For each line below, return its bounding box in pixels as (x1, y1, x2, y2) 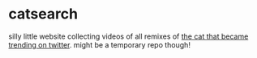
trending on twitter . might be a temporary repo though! (8, 39, 191, 49)
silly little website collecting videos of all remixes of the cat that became (8, 31, 249, 41)
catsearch (8, 5, 79, 23)
